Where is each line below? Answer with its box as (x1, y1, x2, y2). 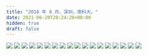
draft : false (6, 25, 40, 32)
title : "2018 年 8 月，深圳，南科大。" (6, 8, 99, 15)
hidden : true (6, 20, 40, 26)
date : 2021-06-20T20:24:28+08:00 (6, 15, 91, 21)
